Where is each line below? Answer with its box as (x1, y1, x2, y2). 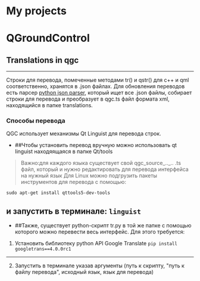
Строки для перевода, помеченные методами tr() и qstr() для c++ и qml (6, 76, 189, 84)
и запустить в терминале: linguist (6, 206, 141, 216)
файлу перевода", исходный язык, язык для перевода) (14, 268, 154, 276)
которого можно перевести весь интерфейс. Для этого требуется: (14, 228, 185, 236)
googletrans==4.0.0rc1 (14, 246, 71, 252)
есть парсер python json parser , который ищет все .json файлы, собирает (6, 89, 192, 96)
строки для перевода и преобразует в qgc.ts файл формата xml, (6, 95, 170, 102)
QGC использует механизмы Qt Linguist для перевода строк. (6, 130, 162, 138)
